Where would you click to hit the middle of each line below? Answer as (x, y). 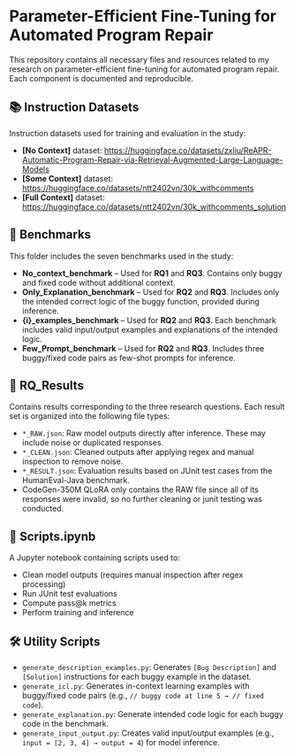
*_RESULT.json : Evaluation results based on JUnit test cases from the (147, 471)
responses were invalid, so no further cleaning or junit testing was (142, 499)
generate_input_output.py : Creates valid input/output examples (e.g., (148, 733)
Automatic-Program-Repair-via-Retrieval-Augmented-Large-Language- (152, 159)
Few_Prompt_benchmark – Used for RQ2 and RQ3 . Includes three (143, 348)
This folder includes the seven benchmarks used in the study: (121, 256)
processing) (44, 584)
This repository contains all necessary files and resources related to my (139, 59)
